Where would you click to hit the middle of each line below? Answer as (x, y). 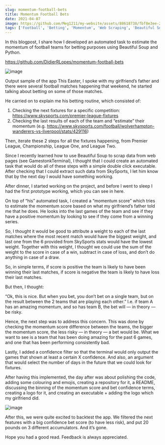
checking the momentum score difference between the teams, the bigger (79, 327)
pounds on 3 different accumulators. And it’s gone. (56, 428)
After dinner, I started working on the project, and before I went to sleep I (79, 186)
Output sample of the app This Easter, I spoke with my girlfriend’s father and (82, 81)
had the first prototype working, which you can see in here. (65, 191)
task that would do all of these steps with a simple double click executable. (81, 166)
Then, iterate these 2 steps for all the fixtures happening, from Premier (77, 141)
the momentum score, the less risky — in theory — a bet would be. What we (82, 332)
